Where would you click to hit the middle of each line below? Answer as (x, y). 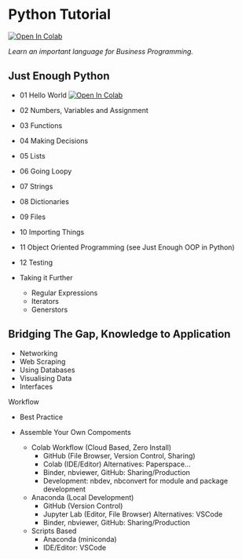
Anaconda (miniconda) (80, 539)
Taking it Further (46, 277)
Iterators (45, 301)
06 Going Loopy (46, 171)
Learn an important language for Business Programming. (101, 51)
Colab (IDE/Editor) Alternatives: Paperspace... (117, 464)
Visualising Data (46, 378)
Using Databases (47, 370)
